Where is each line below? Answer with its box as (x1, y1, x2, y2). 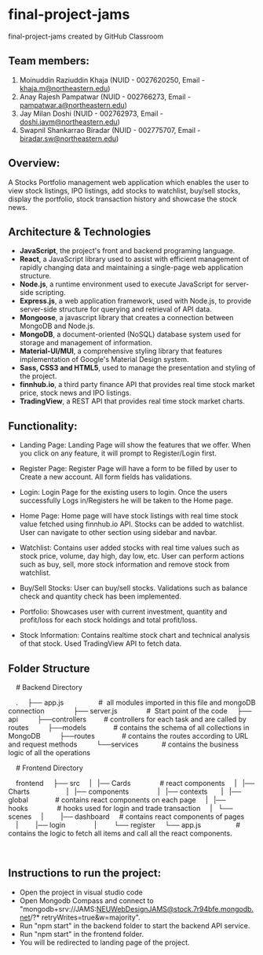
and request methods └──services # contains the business (8, 739, 239, 749)
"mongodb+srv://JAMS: (19, 904, 97, 913)
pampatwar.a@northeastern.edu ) (19, 100, 128, 109)
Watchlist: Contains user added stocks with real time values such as (19, 543, 239, 552)
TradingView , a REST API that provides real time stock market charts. (19, 396, 246, 406)
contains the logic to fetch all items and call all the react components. (8, 828, 233, 838)
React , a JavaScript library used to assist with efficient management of (19, 254, 250, 264)
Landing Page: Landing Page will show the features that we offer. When (19, 441, 251, 450)
